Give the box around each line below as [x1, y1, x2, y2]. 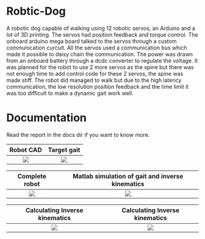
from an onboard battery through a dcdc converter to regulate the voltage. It [6, 57, 198, 64]
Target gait [48, 145, 81, 154]
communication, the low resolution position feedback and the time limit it [6, 83, 189, 90]
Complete [17, 172, 47, 180]
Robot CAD [9, 145, 43, 154]
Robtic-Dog [6, 4, 66, 18]
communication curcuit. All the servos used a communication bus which [6, 44, 187, 51]
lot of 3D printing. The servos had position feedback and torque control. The [6, 31, 198, 38]
